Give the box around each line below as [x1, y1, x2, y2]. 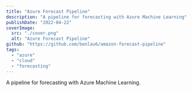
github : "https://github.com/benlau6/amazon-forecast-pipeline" [6, 42, 166, 47]
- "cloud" [11, 57, 35, 63]
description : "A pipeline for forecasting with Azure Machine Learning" [6, 14, 187, 20]
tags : [6, 47, 19, 53]
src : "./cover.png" [11, 30, 59, 36]
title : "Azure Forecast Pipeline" [6, 8, 91, 15]
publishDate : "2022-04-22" [6, 19, 72, 25]
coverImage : [6, 25, 35, 31]
